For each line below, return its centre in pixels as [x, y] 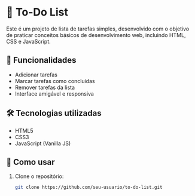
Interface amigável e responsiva [54, 94]
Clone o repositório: [39, 176]
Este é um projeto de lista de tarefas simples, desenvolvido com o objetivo [98, 29]
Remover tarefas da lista [45, 87]
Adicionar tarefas [36, 75]
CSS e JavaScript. [28, 41]
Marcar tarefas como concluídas [55, 81]
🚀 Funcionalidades [41, 60]
